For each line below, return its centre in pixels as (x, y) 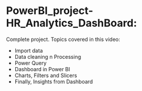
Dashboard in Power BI (42, 69)
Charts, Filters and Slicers (46, 75)
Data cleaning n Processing (48, 57)
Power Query (31, 63)
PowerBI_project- (50, 11)
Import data (28, 50)
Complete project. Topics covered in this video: (63, 39)
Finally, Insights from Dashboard (54, 81)
